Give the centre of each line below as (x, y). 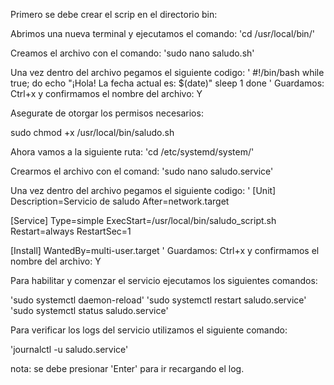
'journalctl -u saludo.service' (69, 349)
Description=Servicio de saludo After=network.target (120, 201)
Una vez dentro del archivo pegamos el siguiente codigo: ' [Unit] (143, 190)
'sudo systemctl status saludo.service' (89, 310)
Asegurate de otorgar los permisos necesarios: (107, 113)
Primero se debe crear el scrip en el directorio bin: (114, 14)
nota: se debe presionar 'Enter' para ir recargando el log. (127, 368)
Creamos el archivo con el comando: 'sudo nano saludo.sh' (132, 53)
